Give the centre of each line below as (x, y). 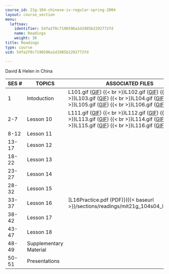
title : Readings (22, 43)
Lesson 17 (39, 217)
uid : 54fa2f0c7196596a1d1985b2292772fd (47, 52)
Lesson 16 (39, 203)
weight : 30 (26, 38)
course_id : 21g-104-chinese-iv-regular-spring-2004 (60, 10)
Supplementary (45, 243)
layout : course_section (30, 15)
